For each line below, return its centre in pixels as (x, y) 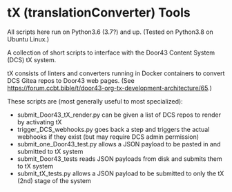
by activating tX (39, 122)
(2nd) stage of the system (54, 180)
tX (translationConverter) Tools (99, 13)
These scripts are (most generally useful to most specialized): (95, 101)
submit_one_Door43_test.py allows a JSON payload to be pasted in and (119, 144)
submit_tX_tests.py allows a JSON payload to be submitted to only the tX (120, 173)
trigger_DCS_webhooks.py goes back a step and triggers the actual (113, 129)
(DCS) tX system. (32, 59)
